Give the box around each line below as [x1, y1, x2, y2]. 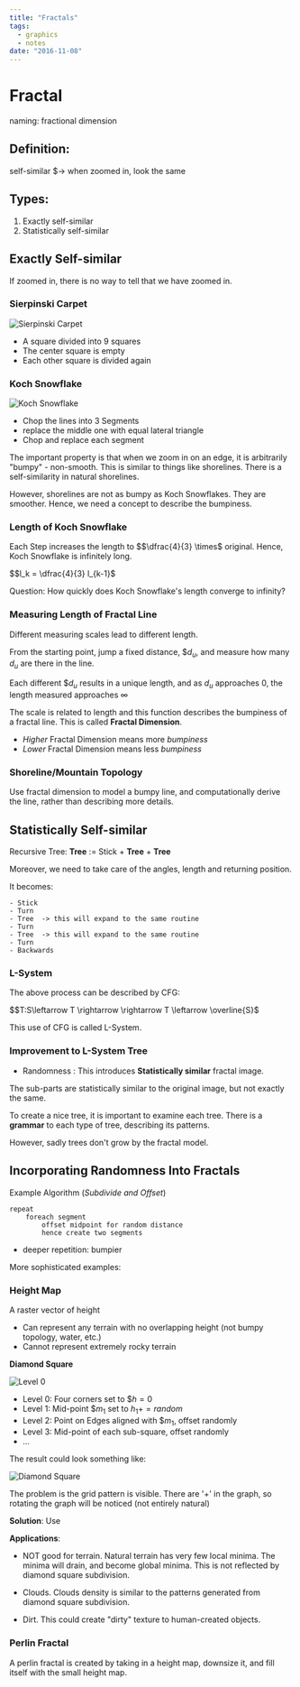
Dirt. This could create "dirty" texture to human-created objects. [22, 1614, 261, 1625]
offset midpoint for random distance [41, 1220, 183, 1230]
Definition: [9, 142, 70, 157]
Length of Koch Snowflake [9, 521, 128, 533]
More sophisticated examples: [9, 1261, 122, 1272]
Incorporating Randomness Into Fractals [9, 1163, 241, 1178]
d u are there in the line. [9, 658, 95, 671]
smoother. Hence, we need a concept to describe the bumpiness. [9, 498, 252, 510]
